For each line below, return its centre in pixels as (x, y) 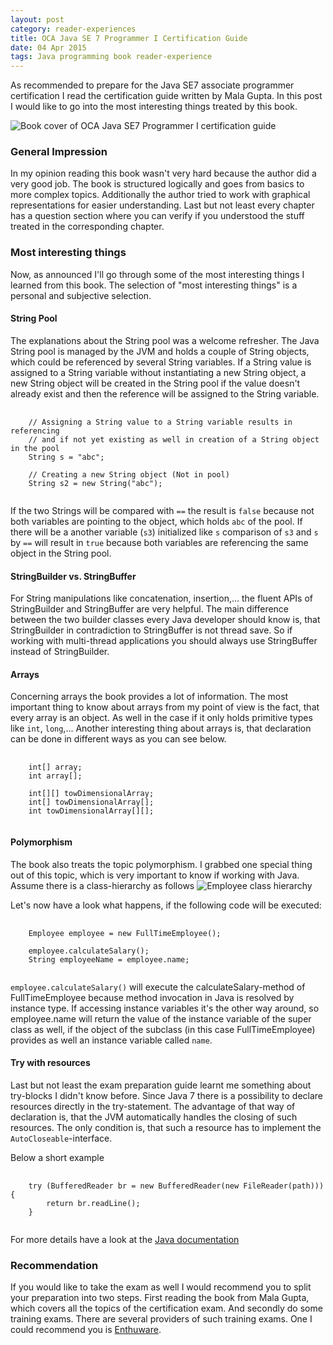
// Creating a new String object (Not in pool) (129, 474)
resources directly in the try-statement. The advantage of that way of (153, 1106)
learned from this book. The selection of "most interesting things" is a (154, 285)
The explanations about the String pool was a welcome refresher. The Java (165, 340)
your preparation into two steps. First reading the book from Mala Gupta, (160, 1298)
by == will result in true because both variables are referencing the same (159, 542)
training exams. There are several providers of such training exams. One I (161, 1319)
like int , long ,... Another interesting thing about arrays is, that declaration (161, 728)
